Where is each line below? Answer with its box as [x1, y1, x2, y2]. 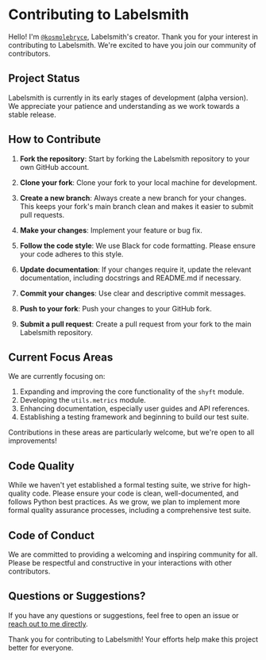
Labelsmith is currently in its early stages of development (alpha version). [8, 93, 249, 102]
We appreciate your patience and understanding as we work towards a [8, 101, 240, 110]
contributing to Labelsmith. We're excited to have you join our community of [8, 40, 256, 49]
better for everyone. [8, 643, 74, 652]
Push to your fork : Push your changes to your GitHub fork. [19, 303, 212, 313]
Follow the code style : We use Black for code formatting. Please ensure [19, 241, 256, 250]
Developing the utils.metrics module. [19, 396, 147, 405]
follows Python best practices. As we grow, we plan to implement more [8, 497, 241, 507]
